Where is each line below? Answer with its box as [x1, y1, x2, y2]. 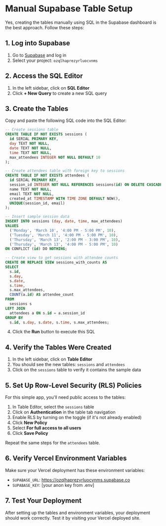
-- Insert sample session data [5, 214, 70, 219]
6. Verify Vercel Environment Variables [5, 454, 127, 463]
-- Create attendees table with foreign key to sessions [5, 168, 125, 173]
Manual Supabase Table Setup [5, 3, 133, 14]
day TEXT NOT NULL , [9, 141, 50, 146]
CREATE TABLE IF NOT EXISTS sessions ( [5, 132, 87, 137]
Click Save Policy [12, 430, 48, 436]
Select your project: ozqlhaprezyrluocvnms [12, 57, 98, 63]
